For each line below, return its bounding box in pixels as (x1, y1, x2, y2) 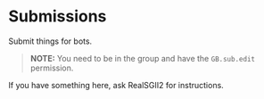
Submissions (8, 6, 107, 27)
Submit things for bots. (8, 36, 93, 46)
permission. (29, 62, 74, 73)
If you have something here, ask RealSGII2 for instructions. (8, 79, 224, 90)
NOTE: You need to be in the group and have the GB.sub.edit (29, 53, 256, 63)
